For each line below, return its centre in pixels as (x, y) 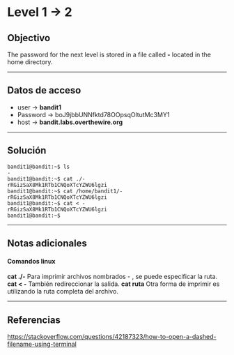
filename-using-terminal (42, 344)
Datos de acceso (44, 90)
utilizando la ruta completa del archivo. (63, 292)
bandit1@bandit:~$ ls (39, 167)
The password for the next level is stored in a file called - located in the (109, 54)
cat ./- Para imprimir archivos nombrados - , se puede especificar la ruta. (112, 277)
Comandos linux (31, 261)
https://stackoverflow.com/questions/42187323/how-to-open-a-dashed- (112, 337)
